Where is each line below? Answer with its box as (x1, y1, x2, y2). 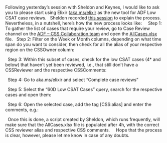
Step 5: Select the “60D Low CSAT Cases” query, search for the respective (7, 86, 162, 92)
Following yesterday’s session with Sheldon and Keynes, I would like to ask (5, 4, 159, 10)
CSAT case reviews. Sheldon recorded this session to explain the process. (5, 15, 161, 20)
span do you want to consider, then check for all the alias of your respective (5, 41, 162, 47)
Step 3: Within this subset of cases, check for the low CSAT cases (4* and (7, 56, 161, 62)
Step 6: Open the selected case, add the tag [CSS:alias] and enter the (7, 101, 152, 107)
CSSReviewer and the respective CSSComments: (5, 67, 107, 73)
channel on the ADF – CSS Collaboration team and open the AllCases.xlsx (5, 31, 157, 36)
